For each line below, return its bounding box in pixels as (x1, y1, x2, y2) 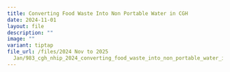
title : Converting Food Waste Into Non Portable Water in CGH (7, 10, 188, 17)
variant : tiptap (7, 42, 53, 49)
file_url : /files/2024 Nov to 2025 (7, 49, 109, 56)
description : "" (7, 29, 53, 36)
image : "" (7, 36, 36, 43)
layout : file (7, 23, 44, 29)
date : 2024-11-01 (7, 16, 57, 23)
